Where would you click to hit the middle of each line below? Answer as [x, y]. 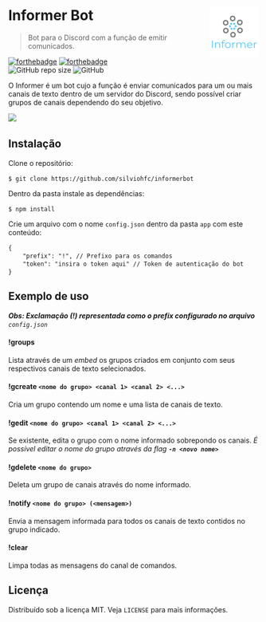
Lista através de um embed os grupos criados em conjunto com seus [121, 360]
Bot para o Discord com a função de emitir [97, 37]
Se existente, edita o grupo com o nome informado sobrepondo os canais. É [133, 440]
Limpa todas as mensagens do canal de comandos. [93, 565]
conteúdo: [25, 232]
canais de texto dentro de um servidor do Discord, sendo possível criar [125, 93]
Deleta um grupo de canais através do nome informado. [100, 485]
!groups [22, 342]
